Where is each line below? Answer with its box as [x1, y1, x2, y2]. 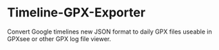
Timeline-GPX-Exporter [7, 5, 146, 21]
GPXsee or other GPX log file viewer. [7, 34, 112, 42]
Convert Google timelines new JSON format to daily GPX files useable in [7, 27, 212, 36]
